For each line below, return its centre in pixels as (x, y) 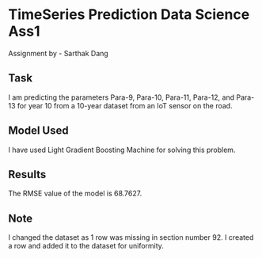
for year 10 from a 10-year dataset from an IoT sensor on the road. (125, 105)
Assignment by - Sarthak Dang (58, 53)
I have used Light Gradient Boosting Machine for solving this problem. (122, 150)
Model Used (38, 131)
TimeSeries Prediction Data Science (129, 15)
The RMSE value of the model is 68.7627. (75, 193)
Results (27, 175)
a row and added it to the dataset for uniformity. (86, 246)
